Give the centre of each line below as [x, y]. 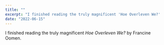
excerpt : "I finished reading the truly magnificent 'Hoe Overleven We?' [83, 14]
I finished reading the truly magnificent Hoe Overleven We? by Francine [78, 33]
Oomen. [13, 38]
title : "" [15, 10]
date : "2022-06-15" [25, 19]
